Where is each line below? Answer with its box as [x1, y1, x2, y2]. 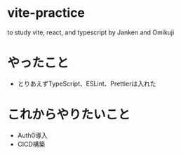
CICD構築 [17, 140, 46, 148]
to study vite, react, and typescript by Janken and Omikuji [7, 28, 175, 36]
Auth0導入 [17, 131, 48, 140]
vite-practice [7, 5, 86, 21]
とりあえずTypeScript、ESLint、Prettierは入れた [17, 79, 156, 88]
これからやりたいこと [7, 107, 131, 123]
